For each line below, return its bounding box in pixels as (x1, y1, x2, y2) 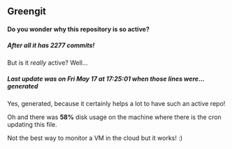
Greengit (7, 6, 47, 17)
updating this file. (7, 120, 57, 128)
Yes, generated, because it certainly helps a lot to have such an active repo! (7, 99, 226, 107)
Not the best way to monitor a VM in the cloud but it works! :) (7, 134, 183, 142)
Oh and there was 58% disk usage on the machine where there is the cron (7, 113, 222, 121)
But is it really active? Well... (7, 58, 88, 67)
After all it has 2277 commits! (7, 41, 95, 49)
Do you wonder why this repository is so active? (7, 24, 150, 33)
